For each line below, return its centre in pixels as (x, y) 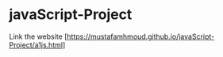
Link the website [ (38, 36)
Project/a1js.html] (37, 44)
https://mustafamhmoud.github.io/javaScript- (141, 36)
